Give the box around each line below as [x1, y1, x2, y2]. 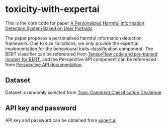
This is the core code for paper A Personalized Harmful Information [5, 20, 145, 26]
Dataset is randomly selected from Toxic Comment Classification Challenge [5, 89, 162, 95]
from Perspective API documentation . [5, 61, 83, 67]
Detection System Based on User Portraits [5, 25, 93, 31]
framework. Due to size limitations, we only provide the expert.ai [5, 40, 139, 46]
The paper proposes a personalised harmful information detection [5, 35, 142, 41]
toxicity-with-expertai [5, 3, 100, 15]
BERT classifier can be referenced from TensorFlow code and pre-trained [5, 51, 157, 57]
